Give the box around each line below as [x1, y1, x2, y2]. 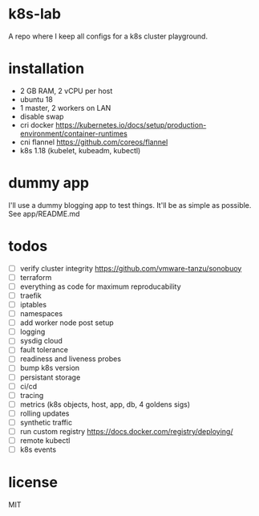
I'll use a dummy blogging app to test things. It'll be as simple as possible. [8, 200, 252, 209]
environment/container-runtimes [19, 128, 128, 138]
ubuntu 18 [19, 94, 54, 104]
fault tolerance [19, 345, 68, 355]
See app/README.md [8, 209, 80, 218]
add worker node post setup [19, 318, 114, 327]
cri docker [19, 120, 55, 129]
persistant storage [19, 372, 81, 382]
